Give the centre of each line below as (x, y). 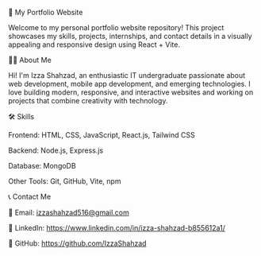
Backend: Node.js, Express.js (56, 150)
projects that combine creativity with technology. (88, 101)
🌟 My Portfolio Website (46, 12)
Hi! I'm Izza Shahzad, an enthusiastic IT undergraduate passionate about (127, 75)
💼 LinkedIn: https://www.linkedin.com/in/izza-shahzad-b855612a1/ (117, 228)
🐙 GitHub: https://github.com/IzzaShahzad (77, 243)
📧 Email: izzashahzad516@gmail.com (69, 212)
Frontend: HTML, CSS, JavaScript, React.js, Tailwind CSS (102, 135)
